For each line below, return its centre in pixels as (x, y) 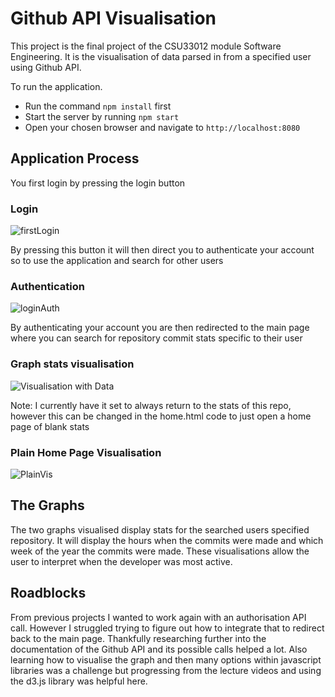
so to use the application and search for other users (117, 261)
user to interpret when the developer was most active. (121, 561)
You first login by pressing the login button (98, 183)
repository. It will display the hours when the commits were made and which (167, 540)
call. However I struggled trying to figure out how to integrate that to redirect (167, 628)
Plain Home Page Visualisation (86, 452)
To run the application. (56, 86)
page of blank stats (50, 426)
